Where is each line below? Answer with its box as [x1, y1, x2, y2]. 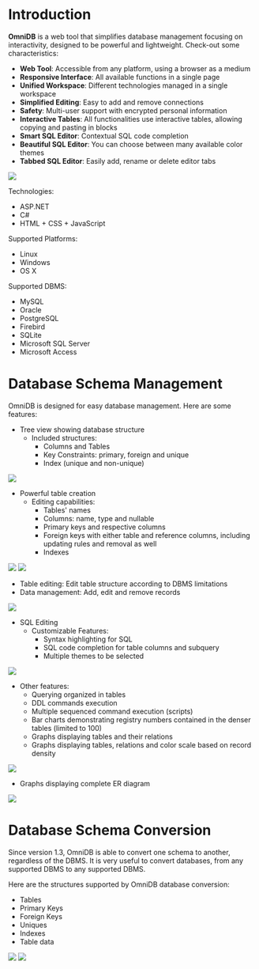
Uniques [19, 920, 47, 929]
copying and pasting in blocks [19, 123, 118, 132]
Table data [19, 937, 54, 946]
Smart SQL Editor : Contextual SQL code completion [19, 131, 190, 140]
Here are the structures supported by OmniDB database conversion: [8, 880, 231, 889]
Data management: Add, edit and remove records [19, 587, 181, 596]
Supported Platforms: [8, 233, 78, 243]
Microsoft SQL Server [19, 339, 91, 348]
